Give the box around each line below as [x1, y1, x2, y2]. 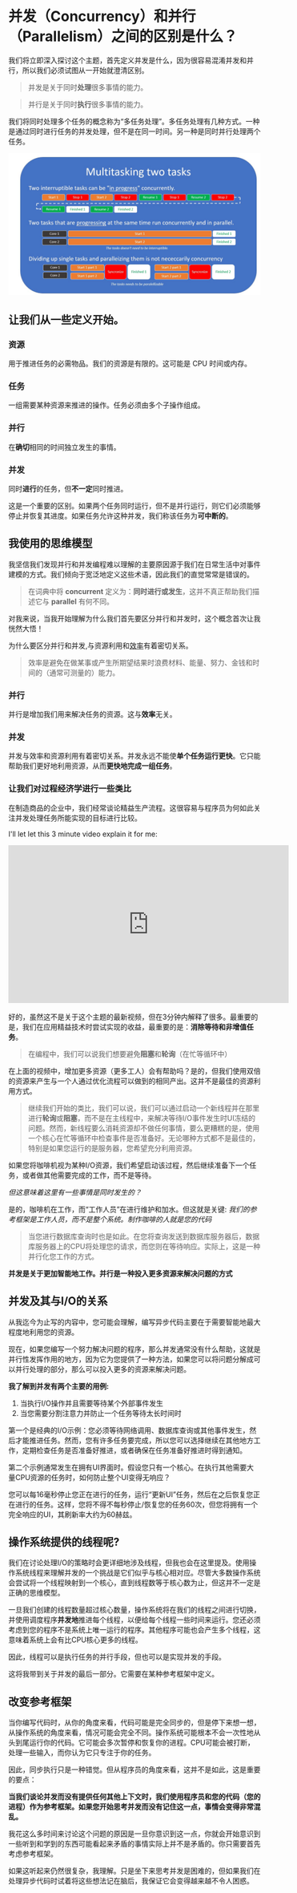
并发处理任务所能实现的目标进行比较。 [14, 813, 142, 823]
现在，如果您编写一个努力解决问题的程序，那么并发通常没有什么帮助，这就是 [8, 1344, 261, 1353]
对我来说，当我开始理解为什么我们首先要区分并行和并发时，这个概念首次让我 [8, 613, 261, 623]
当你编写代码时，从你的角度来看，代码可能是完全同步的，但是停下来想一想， [8, 1717, 261, 1728]
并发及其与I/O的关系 [8, 1294, 108, 1308]
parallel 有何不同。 [50, 597, 114, 606]
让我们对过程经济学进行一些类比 [8, 783, 132, 795]
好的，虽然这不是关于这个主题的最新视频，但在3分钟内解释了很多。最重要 [8, 1012, 251, 1021]
